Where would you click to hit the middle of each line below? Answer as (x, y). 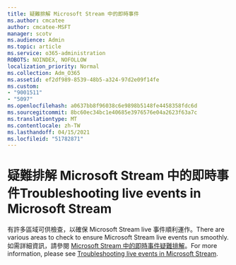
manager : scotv (30, 34)
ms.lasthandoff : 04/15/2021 (49, 132)
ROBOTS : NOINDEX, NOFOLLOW (47, 60)
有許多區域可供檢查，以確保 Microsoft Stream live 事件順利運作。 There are (116, 230)
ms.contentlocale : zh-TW (44, 125)
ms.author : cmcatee (36, 20)
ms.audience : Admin (36, 40)
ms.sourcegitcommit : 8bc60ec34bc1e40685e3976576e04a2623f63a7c (102, 112)
